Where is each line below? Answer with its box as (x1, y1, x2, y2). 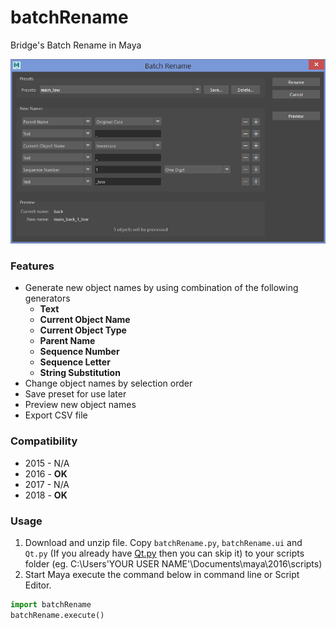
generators (24, 292, 71, 305)
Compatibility (10, 434, 78, 448)
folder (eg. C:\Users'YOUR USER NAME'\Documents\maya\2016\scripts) (24, 558, 323, 570)
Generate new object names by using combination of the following (24, 282, 299, 294)
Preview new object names (24, 399, 137, 411)
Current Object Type (39, 324, 127, 336)
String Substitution (39, 367, 121, 379)
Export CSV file (24, 409, 88, 421)
